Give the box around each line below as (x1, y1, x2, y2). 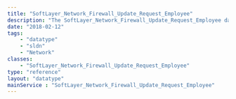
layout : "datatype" (7, 75, 65, 82)
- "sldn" (20, 43, 46, 49)
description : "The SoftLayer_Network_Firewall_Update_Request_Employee (7, 17, 221, 24)
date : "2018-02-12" (7, 23, 65, 30)
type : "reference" (7, 68, 61, 75)
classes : (7, 56, 33, 63)
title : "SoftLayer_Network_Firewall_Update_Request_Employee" (7, 10, 193, 17)
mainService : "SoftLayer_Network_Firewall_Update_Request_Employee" (7, 82, 216, 89)
